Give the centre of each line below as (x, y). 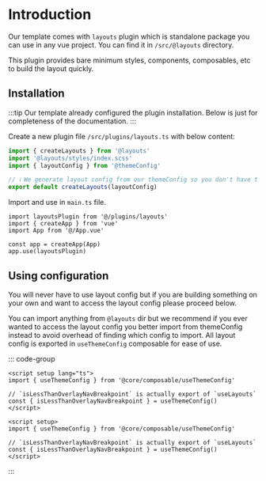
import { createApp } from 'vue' (63, 224)
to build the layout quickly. (51, 68)
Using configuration (59, 276)
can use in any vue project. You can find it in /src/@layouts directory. (121, 44)
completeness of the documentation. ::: (72, 121)
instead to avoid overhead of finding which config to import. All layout (122, 335)
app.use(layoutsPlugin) (47, 252)
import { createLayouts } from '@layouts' (79, 151)
